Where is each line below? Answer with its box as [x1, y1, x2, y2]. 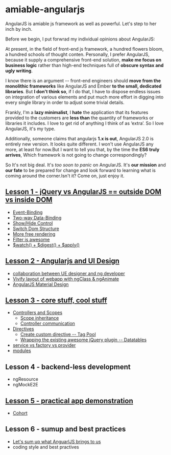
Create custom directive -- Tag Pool [20, 332, 96, 338]
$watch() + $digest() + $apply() [12, 242, 80, 248]
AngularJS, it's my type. [5, 126, 56, 132]
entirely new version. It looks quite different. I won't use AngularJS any [5, 141, 154, 147]
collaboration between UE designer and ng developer [12, 270, 125, 276]
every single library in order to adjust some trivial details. [5, 99, 125, 106]
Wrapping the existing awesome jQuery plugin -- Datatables [20, 337, 147, 343]
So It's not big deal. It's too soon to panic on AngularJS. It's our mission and [5, 161, 166, 168]
